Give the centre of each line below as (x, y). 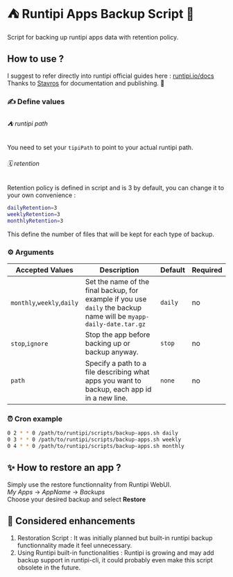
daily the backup (113, 308)
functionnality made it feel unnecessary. (75, 545)
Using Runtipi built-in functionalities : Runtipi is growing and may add (115, 553)
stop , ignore (29, 343)
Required (207, 270)
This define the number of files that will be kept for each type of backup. (111, 234)
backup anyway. (112, 352)
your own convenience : (42, 195)
